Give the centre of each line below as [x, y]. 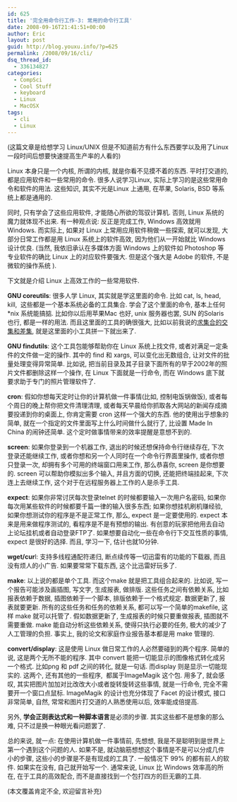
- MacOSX [26, 106]
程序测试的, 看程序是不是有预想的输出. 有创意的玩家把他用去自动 [131, 524]
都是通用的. [36, 197]
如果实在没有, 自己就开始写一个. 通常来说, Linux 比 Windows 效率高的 [117, 767]
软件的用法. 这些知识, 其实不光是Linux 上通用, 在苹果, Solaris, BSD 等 [119, 188]
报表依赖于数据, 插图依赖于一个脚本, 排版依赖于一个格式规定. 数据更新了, [112, 598]
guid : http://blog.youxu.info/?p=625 [63, 47]
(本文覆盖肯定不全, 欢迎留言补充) [55, 791]
